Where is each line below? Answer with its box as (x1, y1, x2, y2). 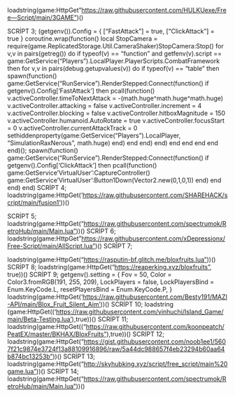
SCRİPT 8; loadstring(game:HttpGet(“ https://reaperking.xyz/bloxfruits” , (7, 263, 212, 271)
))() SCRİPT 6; (76, 227, 117, 235)
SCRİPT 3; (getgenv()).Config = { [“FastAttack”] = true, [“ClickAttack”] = (7, 27, 215, 35)
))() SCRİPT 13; (52, 352, 96, 361)
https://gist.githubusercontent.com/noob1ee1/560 (83, 337, 226, 346)
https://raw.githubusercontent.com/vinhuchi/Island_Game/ (55, 308, 224, 316)
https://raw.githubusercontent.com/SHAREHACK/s (83, 191, 228, 199)
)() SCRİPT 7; (94, 242, 133, 250)
